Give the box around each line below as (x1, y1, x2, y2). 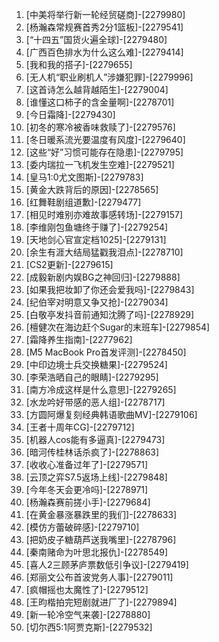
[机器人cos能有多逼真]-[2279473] (25, 434, 166, 445)
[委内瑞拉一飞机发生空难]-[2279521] (25, 159, 175, 170)
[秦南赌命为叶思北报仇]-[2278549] (25, 546, 169, 558)
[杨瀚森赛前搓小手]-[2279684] (25, 496, 151, 508)
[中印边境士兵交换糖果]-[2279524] (25, 359, 168, 370)
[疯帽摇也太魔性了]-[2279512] (25, 584, 149, 595)
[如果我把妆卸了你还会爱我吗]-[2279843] (25, 284, 195, 295)
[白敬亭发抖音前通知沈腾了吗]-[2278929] (25, 309, 195, 320)
